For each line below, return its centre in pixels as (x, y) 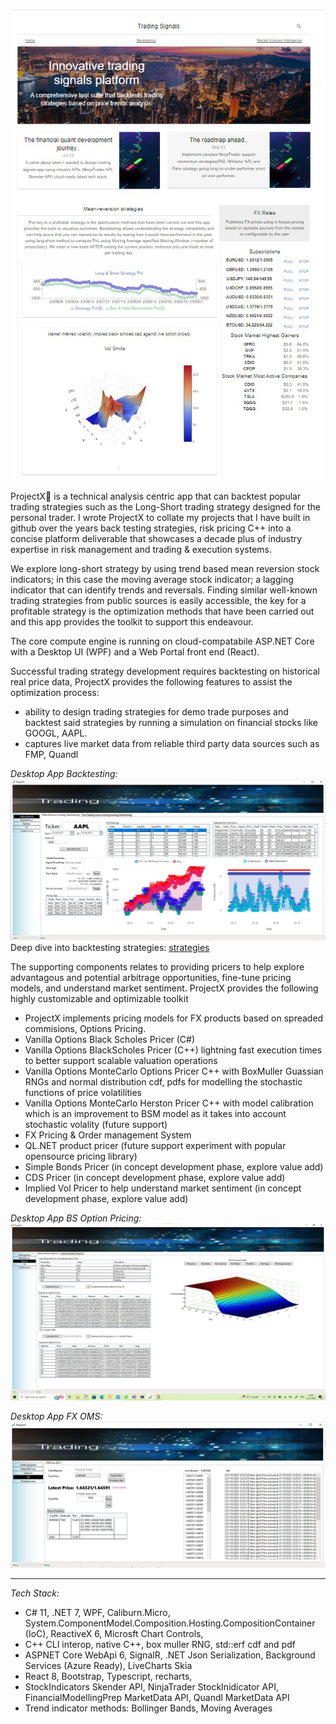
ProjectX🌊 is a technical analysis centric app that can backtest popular (156, 496)
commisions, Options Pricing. (85, 1028)
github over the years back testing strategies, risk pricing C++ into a (151, 528)
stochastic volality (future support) (96, 1124)
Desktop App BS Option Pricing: (76, 1218)
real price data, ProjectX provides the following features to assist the (151, 682)
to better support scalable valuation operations (121, 1060)
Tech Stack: (35, 1593)
